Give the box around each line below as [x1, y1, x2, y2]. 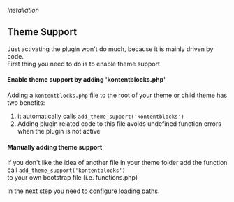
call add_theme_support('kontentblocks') [7, 166, 126, 174]
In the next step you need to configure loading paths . [7, 187, 160, 195]
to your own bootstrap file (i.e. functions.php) [7, 173, 138, 182]
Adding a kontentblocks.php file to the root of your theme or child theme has [7, 91, 228, 100]
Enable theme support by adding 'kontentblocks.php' [7, 75, 166, 84]
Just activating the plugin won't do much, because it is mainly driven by [7, 45, 214, 53]
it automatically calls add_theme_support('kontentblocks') [17, 112, 184, 121]
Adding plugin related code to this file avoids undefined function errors [17, 120, 222, 128]
